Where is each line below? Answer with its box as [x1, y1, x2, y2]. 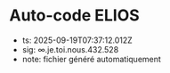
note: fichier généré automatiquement [21, 53, 162, 64]
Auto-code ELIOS [9, 5, 140, 26]
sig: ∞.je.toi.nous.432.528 [21, 44, 119, 54]
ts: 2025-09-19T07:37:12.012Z [21, 35, 134, 45]
